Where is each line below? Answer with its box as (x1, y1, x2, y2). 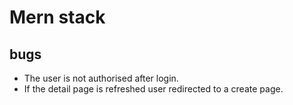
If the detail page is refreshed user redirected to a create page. (23, 83, 284, 95)
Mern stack (9, 6, 106, 29)
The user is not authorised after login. (23, 72, 179, 84)
